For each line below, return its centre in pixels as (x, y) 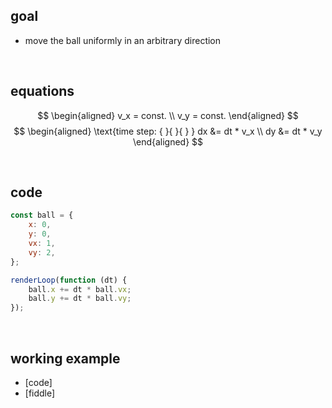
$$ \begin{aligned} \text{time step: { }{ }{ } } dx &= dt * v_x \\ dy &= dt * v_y (168, 131)
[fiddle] (40, 393)
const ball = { (42, 215)
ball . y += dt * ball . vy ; (80, 299)
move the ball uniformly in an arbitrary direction (123, 40)
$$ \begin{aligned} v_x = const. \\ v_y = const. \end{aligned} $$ (168, 115)
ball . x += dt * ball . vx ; (80, 289)
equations (42, 91)
